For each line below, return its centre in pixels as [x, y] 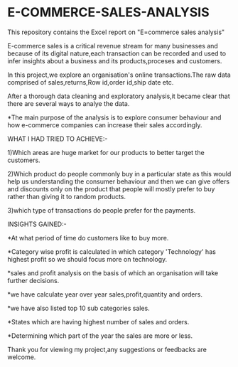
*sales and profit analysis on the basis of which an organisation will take [113, 273]
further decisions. [33, 280]
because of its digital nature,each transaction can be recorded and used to [117, 53]
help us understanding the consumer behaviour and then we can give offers [118, 181]
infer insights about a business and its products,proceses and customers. [115, 60]
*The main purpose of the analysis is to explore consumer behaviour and [114, 117]
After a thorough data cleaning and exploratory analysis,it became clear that [119, 96]
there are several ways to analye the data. [69, 103]
